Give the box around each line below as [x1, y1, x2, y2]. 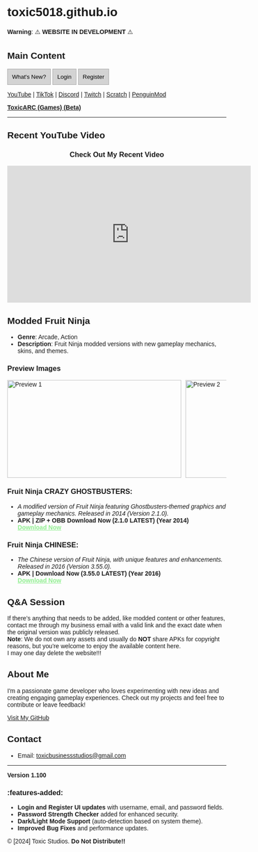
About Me [7, 669, 49, 680]
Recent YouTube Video [7, 130, 106, 140]
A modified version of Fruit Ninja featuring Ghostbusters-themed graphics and [17, 502, 226, 511]
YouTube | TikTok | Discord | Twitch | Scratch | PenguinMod [7, 90, 167, 98]
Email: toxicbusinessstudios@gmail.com [17, 751, 127, 759]
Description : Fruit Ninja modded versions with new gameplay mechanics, [17, 340, 217, 348]
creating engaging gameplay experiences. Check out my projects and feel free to [7, 693, 225, 702]
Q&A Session [7, 596, 65, 607]
